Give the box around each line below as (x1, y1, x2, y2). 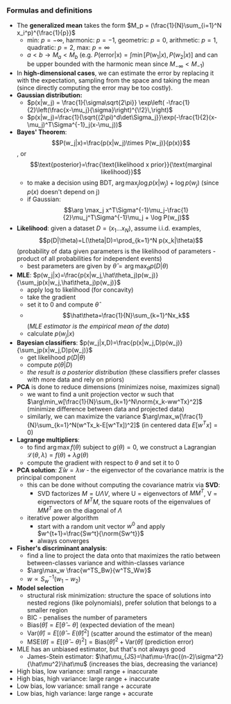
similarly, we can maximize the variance (26, 412, 142, 421)
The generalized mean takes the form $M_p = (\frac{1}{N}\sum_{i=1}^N (16, 22, 222, 30)
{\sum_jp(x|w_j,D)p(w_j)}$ (16, 346, 93, 354)
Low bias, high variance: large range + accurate (16, 689, 153, 698)
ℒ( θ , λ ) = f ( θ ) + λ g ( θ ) (26, 450, 89, 459)
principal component (16, 473, 76, 481)
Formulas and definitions (6, 6, 93, 15)
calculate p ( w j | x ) (26, 329, 75, 340)
